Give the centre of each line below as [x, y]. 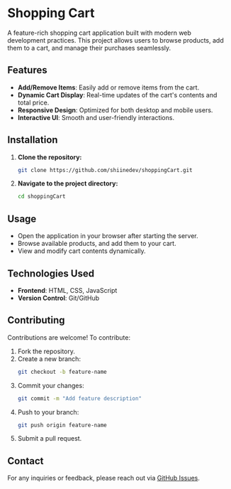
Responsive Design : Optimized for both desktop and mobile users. [115, 110]
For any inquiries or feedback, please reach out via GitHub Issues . [104, 478]
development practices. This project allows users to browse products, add [116, 40]
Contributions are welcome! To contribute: [69, 337]
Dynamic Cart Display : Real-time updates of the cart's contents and [117, 95]
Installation [33, 140]
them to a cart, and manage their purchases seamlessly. [89, 48]
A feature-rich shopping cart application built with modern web [99, 33]
